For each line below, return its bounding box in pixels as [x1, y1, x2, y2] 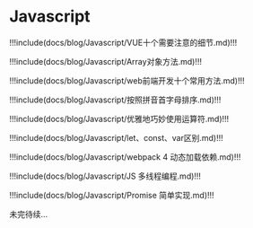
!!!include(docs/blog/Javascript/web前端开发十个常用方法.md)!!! [9, 75, 245, 86]
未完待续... [9, 208, 48, 219]
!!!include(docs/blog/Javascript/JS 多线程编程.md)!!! [9, 171, 202, 181]
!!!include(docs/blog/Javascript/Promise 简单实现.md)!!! [9, 189, 214, 200]
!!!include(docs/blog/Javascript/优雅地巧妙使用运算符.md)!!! [9, 113, 230, 124]
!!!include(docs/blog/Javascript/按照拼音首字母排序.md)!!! [9, 94, 222, 105]
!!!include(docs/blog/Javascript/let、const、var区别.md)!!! [9, 132, 224, 143]
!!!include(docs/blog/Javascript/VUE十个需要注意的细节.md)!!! [9, 37, 238, 48]
